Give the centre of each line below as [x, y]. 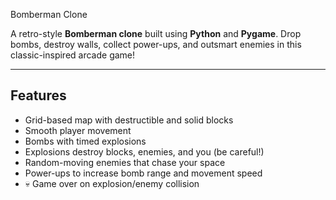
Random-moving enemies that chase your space [125, 162]
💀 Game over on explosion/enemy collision [112, 183]
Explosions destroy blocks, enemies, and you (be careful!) [144, 151]
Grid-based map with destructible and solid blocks [129, 120]
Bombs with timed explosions [85, 141]
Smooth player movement [78, 130]
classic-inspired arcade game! [73, 55]
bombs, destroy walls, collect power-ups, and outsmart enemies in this [156, 44]
